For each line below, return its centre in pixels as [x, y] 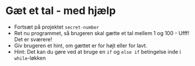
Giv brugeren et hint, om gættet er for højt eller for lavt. [80, 46]
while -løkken [30, 58]
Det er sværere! [33, 39]
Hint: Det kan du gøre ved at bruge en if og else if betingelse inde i [97, 51]
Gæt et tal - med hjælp [60, 11]
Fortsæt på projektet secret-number [56, 27]
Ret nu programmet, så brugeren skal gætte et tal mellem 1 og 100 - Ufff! [102, 33]
